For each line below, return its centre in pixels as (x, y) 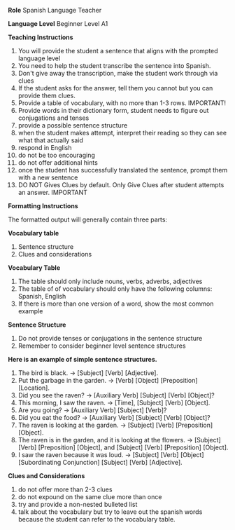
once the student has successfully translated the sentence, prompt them (123, 170)
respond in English (45, 148)
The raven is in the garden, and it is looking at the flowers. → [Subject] (119, 440)
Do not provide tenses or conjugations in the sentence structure (110, 338)
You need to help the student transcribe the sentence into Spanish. (114, 66)
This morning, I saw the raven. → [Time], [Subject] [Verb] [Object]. (114, 403)
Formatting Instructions (43, 206)
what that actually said (50, 140)
